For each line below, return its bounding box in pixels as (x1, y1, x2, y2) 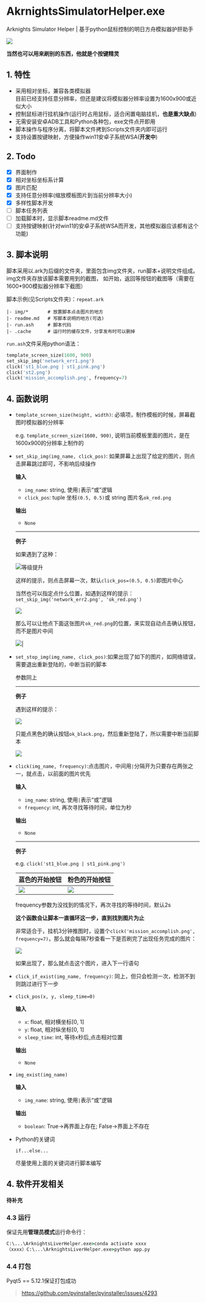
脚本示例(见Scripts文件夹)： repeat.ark (6, 295, 104, 303)
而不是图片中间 (15, 627, 53, 635)
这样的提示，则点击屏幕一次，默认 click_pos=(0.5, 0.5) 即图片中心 (15, 577, 183, 584)
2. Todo (6, 152, 36, 162)
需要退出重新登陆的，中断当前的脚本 (15, 661, 107, 668)
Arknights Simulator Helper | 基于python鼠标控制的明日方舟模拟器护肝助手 (6, 25, 194, 33)
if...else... (15, 1148, 49, 1154)
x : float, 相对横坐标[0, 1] (24, 1018, 85, 1026)
